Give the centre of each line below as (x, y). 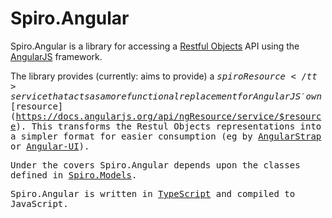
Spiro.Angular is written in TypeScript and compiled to (153, 193)
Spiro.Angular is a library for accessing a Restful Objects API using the (155, 46)
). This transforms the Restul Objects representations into (168, 126)
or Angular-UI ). (50, 146)
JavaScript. (39, 203)
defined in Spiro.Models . (74, 175)
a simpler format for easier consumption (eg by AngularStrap (166, 136)
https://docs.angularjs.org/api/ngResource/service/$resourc (168, 116)
